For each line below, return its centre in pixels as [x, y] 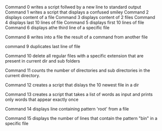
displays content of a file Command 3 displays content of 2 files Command [80, 17]
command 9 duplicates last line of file [43, 46]
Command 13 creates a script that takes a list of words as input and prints [79, 94]
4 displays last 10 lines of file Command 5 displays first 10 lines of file [75, 22]
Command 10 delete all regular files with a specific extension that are [74, 56]
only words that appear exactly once [42, 99]
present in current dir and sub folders [43, 61]
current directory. [23, 75]
